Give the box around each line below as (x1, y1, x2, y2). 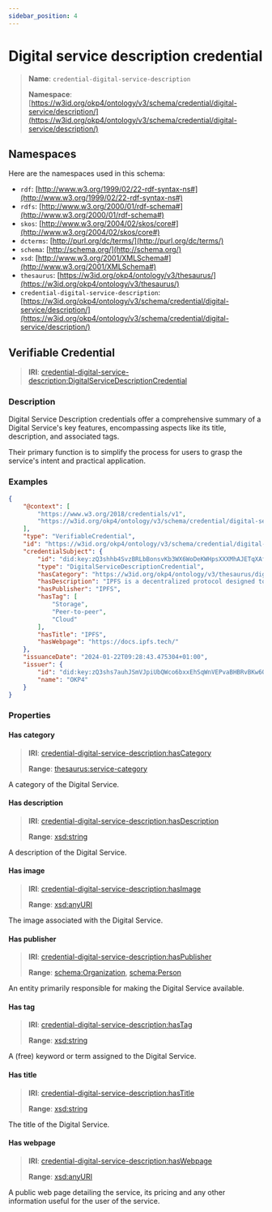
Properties (8, 710, 51, 722)
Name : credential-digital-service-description (28, 74, 191, 84)
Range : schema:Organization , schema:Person (28, 968, 182, 978)
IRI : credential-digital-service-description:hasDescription (28, 816, 219, 825)
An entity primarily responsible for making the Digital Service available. (8, 983, 244, 993)
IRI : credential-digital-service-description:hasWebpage (28, 1156, 213, 1166)
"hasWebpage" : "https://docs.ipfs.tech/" (37, 638, 180, 646)
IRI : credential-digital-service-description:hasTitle (28, 1088, 195, 1098)
